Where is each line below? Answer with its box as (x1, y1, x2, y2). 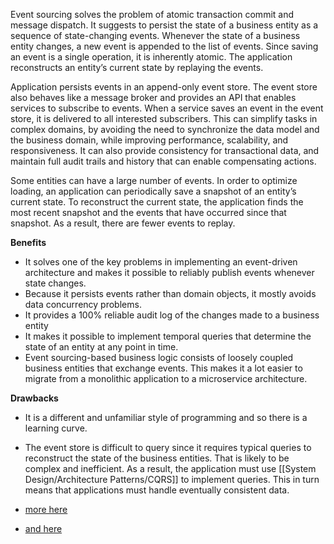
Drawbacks (10, 392, 59, 404)
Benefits (10, 237, 47, 248)
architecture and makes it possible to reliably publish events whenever (24, 267, 315, 278)
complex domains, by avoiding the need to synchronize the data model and (10, 124, 320, 135)
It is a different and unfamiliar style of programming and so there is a (24, 412, 308, 423)
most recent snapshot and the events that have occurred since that (10, 207, 287, 218)
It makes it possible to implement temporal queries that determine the (24, 330, 312, 342)
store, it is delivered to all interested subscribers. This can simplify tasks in (10, 113, 318, 124)
